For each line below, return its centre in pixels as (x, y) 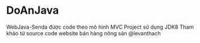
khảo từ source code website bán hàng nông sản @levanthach (83, 33)
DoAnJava (32, 10)
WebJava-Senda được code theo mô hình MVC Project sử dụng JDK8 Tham (100, 27)
